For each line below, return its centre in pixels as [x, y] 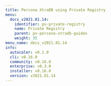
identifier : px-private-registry [50, 24]
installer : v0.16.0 [31, 71]
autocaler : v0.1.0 [30, 52]
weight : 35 [26, 38]
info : [11, 48]
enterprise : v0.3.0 [31, 66]
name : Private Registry [40, 29]
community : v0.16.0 [31, 62]
